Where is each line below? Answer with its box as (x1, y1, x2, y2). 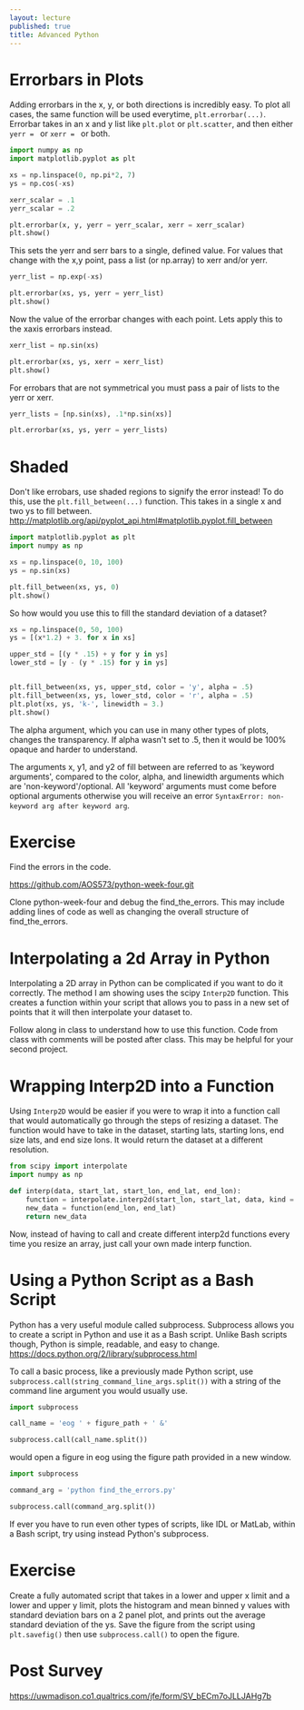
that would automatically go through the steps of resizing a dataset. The (9, 1115, 279, 1126)
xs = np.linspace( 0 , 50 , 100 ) (9, 625, 124, 634)
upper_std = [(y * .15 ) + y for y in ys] (9, 650, 169, 659)
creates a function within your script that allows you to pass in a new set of (9, 997, 289, 1008)
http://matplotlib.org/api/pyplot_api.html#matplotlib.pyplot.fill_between (9, 515, 273, 527)
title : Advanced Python (9, 30, 100, 39)
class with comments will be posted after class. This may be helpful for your (9, 1034, 294, 1045)
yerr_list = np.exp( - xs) (9, 272, 103, 282)
